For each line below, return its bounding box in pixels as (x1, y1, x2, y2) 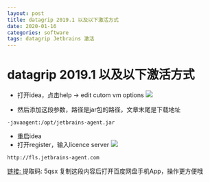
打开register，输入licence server (16, 141, 110, 149)
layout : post (7, 10, 45, 17)
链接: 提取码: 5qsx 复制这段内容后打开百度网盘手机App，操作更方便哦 (7, 167, 204, 175)
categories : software (7, 29, 69, 36)
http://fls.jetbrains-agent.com (7, 155, 100, 161)
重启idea (16, 132, 42, 140)
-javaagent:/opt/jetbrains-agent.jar (7, 119, 115, 127)
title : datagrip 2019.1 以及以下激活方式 (7, 16, 119, 23)
